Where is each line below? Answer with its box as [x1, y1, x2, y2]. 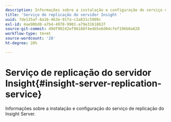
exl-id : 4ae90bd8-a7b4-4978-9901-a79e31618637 [5, 21, 106, 27]
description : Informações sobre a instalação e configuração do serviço [5, 7, 163, 13]
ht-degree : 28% [5, 41, 38, 46]
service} [5, 88, 42, 100]
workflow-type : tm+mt [5, 31, 51, 36]
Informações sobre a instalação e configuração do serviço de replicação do [5, 105, 164, 111]
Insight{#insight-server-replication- [5, 77, 162, 89]
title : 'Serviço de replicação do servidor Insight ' [5, 12, 122, 17]
